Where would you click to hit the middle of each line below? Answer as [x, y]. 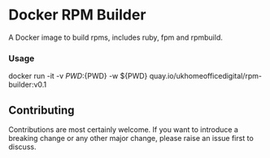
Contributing [41, 110]
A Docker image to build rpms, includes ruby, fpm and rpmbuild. [116, 37]
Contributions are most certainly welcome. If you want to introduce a [123, 130]
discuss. [22, 147]
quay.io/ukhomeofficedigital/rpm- [206, 76]
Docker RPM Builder [77, 15]
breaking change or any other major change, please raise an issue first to [131, 139]
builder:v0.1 [28, 85]
